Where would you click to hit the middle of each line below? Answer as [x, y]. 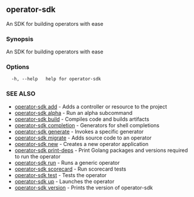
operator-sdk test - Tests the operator [61, 175]
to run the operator [37, 156]
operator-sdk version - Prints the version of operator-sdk [83, 188]
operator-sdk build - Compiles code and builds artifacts [82, 119]
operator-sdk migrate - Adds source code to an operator [83, 138]
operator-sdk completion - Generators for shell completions [87, 125]
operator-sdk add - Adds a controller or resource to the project [91, 106]
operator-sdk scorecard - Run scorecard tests [70, 169]
